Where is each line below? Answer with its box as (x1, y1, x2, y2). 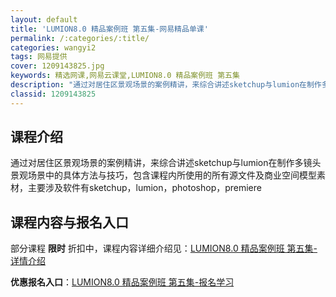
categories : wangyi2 (10, 42, 97, 53)
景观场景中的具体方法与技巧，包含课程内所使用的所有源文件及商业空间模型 (10, 169, 317, 181)
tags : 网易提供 (10, 52, 68, 62)
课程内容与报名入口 (10, 214, 129, 231)
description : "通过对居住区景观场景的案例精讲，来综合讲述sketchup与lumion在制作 (10, 80, 322, 90)
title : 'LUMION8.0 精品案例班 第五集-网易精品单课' (10, 24, 209, 34)
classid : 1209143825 (10, 89, 97, 99)
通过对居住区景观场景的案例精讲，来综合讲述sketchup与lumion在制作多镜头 (10, 157, 322, 169)
